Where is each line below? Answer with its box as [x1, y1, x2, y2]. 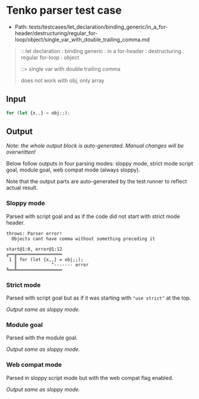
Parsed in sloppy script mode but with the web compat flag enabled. [6, 374, 173, 381]
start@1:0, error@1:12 [6, 246, 62, 252]
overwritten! [6, 148, 36, 155]
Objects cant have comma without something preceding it [11, 236, 156, 242]
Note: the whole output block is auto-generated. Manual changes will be [6, 142, 184, 149]
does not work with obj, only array [20, 77, 105, 84]
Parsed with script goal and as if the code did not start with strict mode [6, 213, 180, 220]
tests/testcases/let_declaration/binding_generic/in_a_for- [29, 23, 168, 30]
